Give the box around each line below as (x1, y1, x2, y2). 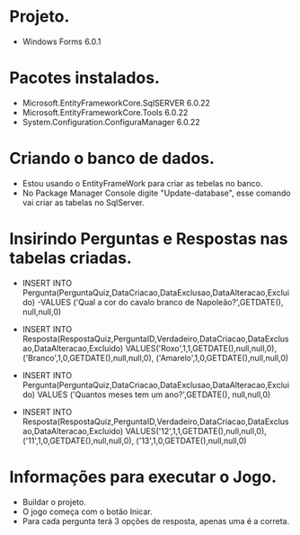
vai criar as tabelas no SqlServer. (22, 196, 146, 208)
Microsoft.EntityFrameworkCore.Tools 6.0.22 (22, 106, 189, 118)
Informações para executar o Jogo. (9, 467, 277, 487)
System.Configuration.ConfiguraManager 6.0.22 (22, 116, 200, 127)
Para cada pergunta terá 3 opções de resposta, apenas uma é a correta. (22, 515, 290, 526)
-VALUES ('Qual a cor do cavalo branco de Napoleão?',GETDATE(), (37, 296, 284, 307)
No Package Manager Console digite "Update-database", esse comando (22, 187, 291, 198)
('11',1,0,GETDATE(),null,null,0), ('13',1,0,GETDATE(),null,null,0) (22, 435, 247, 446)
